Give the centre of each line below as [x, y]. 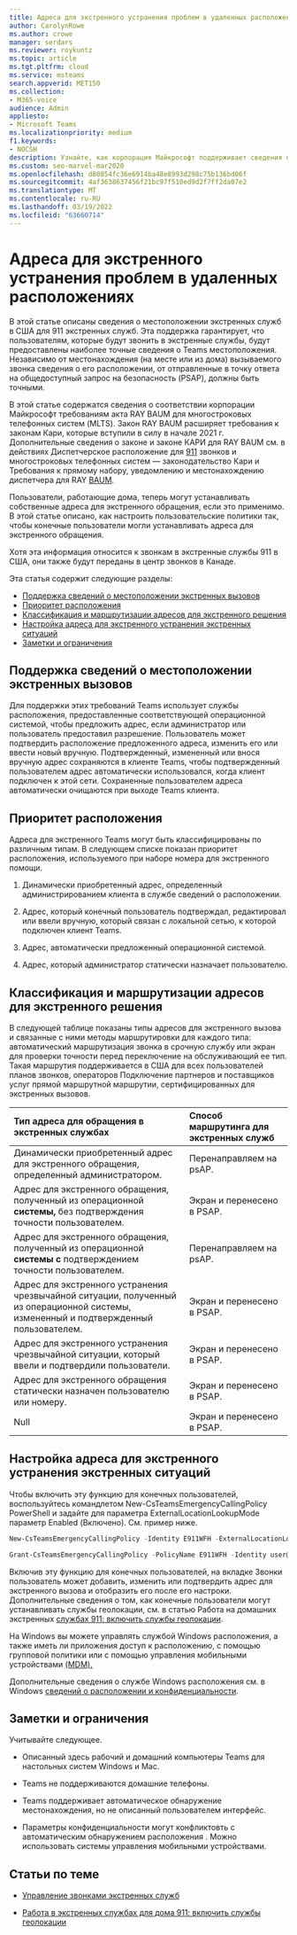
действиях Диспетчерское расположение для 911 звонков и [123, 451]
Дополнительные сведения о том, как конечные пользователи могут [140, 1600]
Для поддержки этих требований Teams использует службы [124, 706]
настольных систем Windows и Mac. [91, 1767]
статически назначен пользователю [91, 1391]
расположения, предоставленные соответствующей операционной [137, 715]
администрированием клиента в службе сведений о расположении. [152, 894]
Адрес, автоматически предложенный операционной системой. [144, 948]
